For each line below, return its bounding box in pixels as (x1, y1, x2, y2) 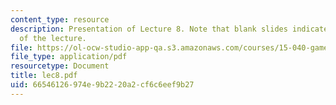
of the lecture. (19, 33, 87, 43)
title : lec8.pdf (10, 71, 78, 81)
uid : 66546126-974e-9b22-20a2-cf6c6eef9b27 (10, 80, 195, 90)
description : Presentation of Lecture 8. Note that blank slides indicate (10, 24, 329, 34)
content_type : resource (10, 14, 110, 25)
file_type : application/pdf (10, 52, 128, 62)
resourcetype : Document (10, 61, 110, 71)
